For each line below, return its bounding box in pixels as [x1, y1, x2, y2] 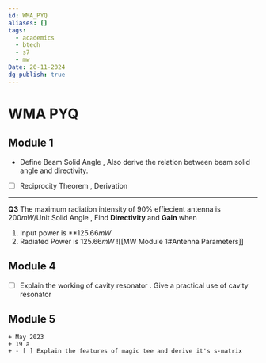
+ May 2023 [8, 334, 44, 342]
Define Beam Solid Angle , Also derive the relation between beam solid [19, 157, 251, 166]
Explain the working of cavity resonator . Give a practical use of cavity [19, 281, 249, 290]
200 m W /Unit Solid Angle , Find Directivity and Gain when [8, 212, 197, 222]
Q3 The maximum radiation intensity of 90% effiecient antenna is [8, 204, 222, 214]
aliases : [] [8, 19, 47, 27]
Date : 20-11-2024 [8, 63, 66, 71]
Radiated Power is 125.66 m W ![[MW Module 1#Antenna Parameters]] [19, 236, 244, 246]
